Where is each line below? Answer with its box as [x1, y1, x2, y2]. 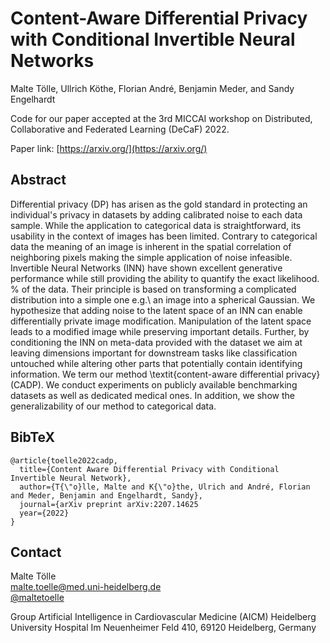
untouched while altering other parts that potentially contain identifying [10, 357, 303, 369]
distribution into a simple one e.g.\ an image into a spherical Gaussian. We [10, 293, 316, 306]
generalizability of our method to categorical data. [10, 400, 217, 412]
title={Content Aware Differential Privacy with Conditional [19, 464, 280, 474]
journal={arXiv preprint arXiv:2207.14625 [19, 499, 199, 509]
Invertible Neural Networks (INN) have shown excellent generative [10, 262, 283, 274]
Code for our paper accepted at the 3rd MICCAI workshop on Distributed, [10, 112, 313, 124]
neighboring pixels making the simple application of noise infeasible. [10, 251, 293, 263]
